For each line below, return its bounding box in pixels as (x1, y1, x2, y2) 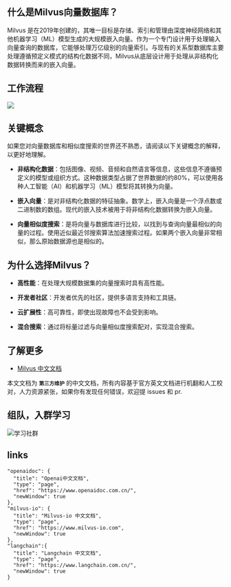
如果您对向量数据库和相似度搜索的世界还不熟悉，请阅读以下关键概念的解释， (7, 142, 224, 150)
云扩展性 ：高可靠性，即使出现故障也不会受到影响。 (16, 308, 162, 316)
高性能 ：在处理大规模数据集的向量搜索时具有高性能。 (16, 279, 168, 287)
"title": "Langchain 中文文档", (13, 549, 102, 557)
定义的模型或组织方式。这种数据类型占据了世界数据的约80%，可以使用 (16, 174, 218, 182)
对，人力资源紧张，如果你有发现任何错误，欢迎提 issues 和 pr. (7, 388, 182, 396)
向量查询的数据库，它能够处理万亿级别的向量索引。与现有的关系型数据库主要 (7, 43, 224, 52)
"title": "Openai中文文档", (13, 475, 89, 482)
